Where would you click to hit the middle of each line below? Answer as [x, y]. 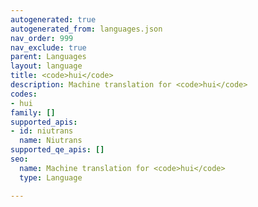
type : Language [51, 177]
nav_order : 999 [42, 38]
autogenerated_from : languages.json [86, 29]
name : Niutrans [51, 141]
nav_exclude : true [48, 47]
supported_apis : [44, 122]
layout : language [46, 66]
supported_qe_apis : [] [57, 150]
